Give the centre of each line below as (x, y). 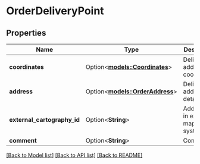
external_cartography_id (45, 120)
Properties (26, 33)
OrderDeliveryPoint (55, 11)
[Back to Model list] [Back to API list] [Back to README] (74, 155)
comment (23, 141)
